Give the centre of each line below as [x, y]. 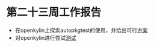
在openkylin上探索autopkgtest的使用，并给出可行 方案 [81, 30]
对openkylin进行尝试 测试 [45, 37]
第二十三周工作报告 [54, 12]
